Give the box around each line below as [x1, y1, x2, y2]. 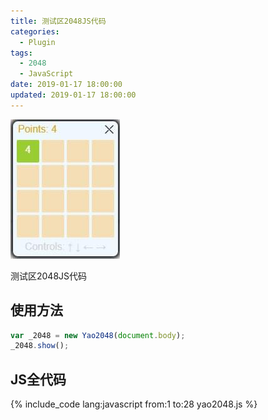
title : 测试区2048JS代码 [10, 16, 107, 26]
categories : [10, 26, 60, 37]
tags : [10, 48, 33, 58]
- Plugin [19, 37, 56, 47]
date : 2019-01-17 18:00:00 [10, 80, 123, 90]
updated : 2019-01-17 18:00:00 [10, 90, 137, 100]
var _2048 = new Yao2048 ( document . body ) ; [10, 330, 186, 340]
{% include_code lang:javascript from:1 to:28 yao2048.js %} [10, 398, 258, 410]
